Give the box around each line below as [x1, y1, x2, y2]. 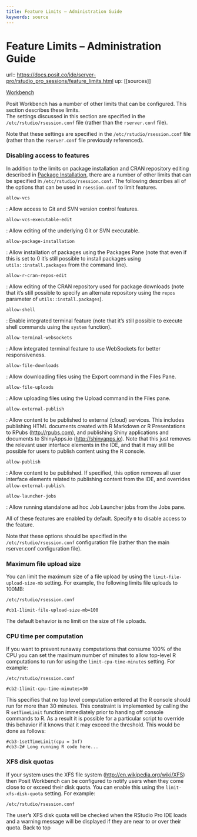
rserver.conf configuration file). [6, 545, 82, 552]
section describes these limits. [6, 106, 80, 114]
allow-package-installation [6, 238, 75, 244]
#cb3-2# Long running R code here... [6, 744, 99, 750]
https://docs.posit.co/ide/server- [16, 71, 96, 78]
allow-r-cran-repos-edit [6, 272, 67, 278]
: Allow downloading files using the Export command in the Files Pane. [6, 373, 176, 380]
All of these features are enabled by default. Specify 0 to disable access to [6, 515, 186, 522]
